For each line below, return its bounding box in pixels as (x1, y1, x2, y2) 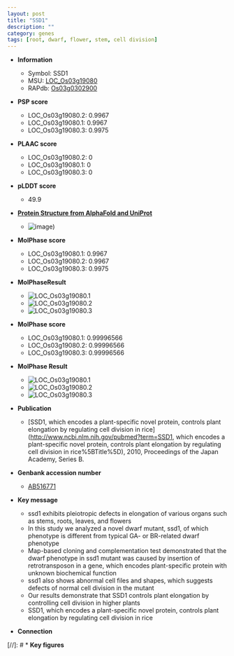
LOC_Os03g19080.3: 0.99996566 (27, 348, 124, 357)
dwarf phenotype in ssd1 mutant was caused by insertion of (27, 554, 200, 563)
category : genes (7, 29, 54, 37)
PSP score (17, 97, 48, 106)
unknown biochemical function (27, 569, 117, 578)
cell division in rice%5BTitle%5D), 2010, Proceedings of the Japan (27, 448, 219, 456)
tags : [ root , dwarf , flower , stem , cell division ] (7, 36, 158, 43)
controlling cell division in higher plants (27, 599, 141, 607)
